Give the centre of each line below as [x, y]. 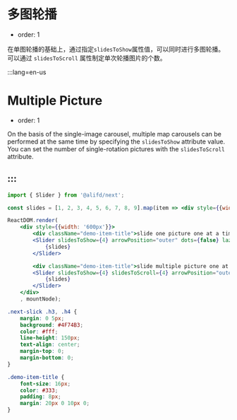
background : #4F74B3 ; [51, 325]
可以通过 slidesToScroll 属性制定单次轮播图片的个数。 [87, 58]
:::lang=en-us [27, 72]
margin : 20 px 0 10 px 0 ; [55, 404]
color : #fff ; [39, 332]
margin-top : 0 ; [42, 351]
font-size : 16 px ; [45, 384]
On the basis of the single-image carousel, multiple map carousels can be [115, 134]
